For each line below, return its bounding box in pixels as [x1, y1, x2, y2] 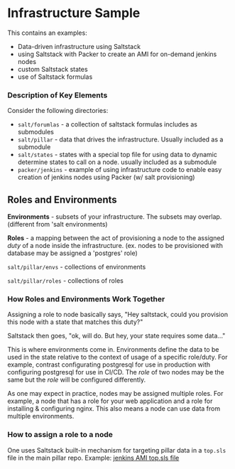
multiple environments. [7, 412, 75, 421]
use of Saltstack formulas [17, 72, 93, 81]
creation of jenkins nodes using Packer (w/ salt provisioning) [17, 173, 195, 182]
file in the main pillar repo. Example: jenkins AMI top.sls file [7, 453, 180, 462]
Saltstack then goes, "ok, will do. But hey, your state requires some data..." [7, 332, 226, 340]
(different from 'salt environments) [7, 220, 108, 229]
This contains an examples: [7, 28, 87, 37]
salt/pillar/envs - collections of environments [7, 263, 146, 271]
